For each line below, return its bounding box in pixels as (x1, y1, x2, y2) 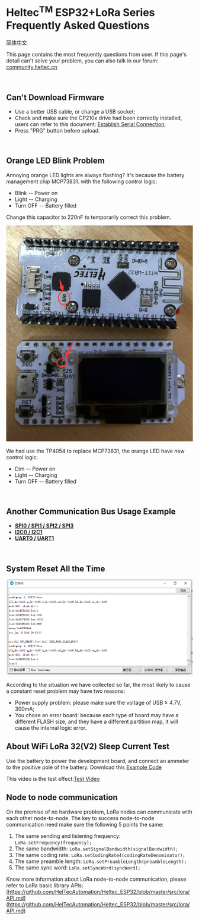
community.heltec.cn (6, 64, 57, 71)
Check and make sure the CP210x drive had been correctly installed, (14, 114, 182, 122)
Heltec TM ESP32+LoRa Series (6, 4, 155, 20)
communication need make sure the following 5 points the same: (6, 821, 164, 828)
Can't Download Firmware (6, 92, 105, 102)
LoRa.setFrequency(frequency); (14, 840, 92, 846)
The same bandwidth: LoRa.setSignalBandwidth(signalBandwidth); (14, 845, 179, 852)
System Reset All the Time (6, 563, 105, 574)
